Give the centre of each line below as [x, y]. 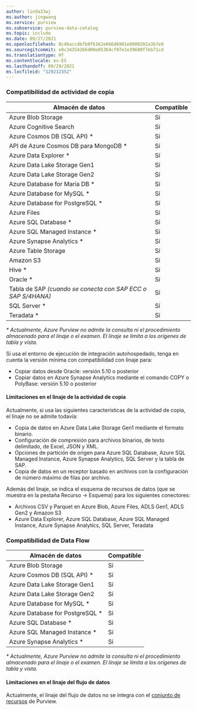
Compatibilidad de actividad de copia [60, 92]
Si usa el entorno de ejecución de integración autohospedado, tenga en [92, 353]
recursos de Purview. [32, 701]
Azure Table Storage [37, 251]
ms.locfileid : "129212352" [39, 72]
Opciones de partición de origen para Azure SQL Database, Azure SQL [100, 452]
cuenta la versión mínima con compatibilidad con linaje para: [79, 360]
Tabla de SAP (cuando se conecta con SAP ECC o [78, 289]
